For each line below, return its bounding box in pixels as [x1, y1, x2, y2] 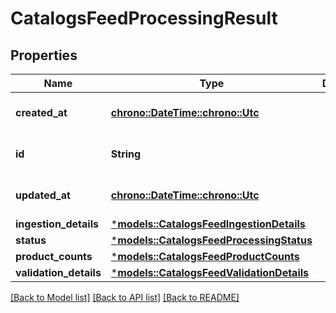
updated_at [15, 188, 71, 202]
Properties [10, 47, 78, 64]
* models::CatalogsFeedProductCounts [110, 250, 300, 263]
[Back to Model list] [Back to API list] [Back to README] [10, 292, 240, 303]
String [110, 147, 142, 161]
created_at [15, 106, 68, 119]
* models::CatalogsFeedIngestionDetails [110, 217, 306, 231]
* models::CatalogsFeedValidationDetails [110, 266, 310, 279]
